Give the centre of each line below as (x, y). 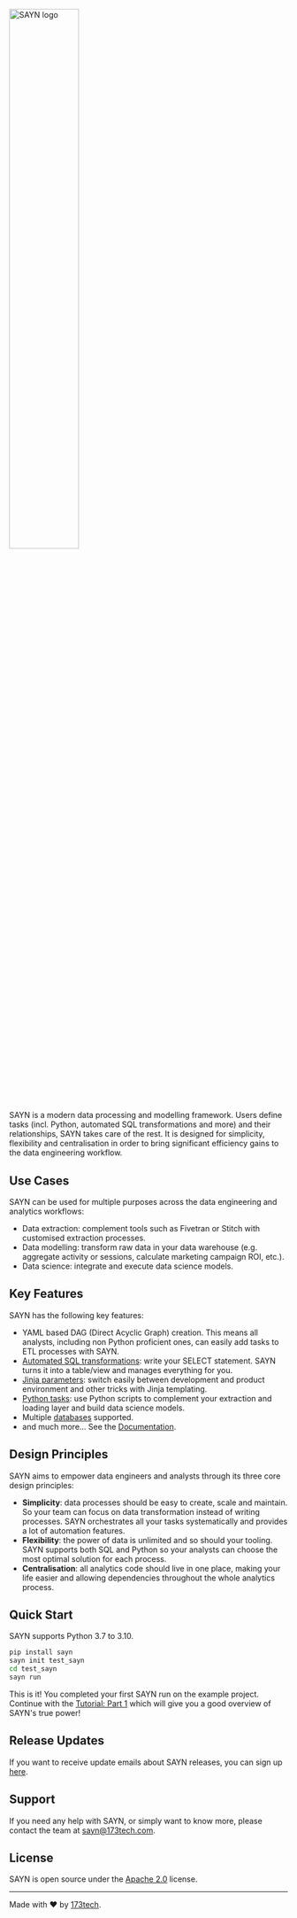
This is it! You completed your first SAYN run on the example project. (134, 1694)
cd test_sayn (33, 1669)
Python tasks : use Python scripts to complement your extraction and (147, 1398)
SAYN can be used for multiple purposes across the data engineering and (143, 1202)
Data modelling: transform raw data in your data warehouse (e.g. (140, 1247)
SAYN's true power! (45, 1712)
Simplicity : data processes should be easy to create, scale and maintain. (155, 1503)
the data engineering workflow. (66, 1153)
